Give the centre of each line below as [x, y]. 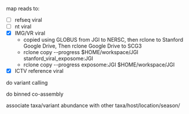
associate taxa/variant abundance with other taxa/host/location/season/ [93, 106]
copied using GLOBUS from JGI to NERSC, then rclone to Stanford [103, 40]
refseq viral [28, 20]
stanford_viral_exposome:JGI [58, 59]
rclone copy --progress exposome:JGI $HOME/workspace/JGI [99, 65]
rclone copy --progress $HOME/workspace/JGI [81, 52]
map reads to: [23, 9]
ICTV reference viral [39, 71]
